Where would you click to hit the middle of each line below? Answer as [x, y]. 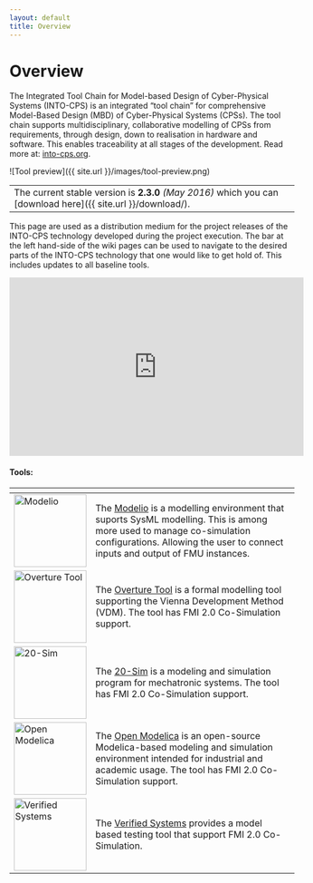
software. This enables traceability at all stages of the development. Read [146, 144]
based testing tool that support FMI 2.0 [178, 834]
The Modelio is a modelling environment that [190, 508]
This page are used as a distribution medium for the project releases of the [149, 227]
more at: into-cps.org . [50, 154]
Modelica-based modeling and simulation [184, 747]
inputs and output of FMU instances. [173, 553]
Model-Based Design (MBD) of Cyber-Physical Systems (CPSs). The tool [145, 115]
